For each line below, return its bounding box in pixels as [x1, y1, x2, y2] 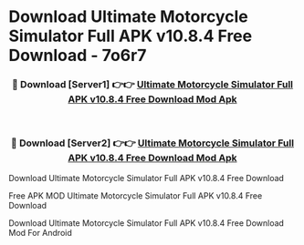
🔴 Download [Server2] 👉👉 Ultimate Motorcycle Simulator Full [11, 137, 294, 149]
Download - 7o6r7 [8, 46, 147, 66]
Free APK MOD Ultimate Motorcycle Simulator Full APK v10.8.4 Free [8, 189, 263, 201]
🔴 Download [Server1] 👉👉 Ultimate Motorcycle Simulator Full [11, 78, 294, 91]
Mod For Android [8, 227, 72, 238]
